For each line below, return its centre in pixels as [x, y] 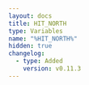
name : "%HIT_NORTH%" [43, 38]
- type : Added [39, 62]
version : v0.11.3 [52, 69]
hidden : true [30, 46]
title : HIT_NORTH [38, 23]
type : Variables [36, 31]
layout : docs [30, 16]
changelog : [27, 53]
